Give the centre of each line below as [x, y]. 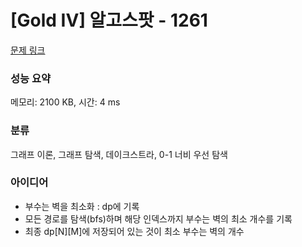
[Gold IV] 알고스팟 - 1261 [109, 20]
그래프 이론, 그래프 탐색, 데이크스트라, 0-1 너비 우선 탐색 [119, 154]
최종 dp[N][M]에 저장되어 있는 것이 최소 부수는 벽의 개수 [134, 231]
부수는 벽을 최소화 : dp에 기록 [82, 206]
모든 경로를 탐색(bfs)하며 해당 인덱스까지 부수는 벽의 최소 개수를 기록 [158, 218]
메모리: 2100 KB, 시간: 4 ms [65, 102]
